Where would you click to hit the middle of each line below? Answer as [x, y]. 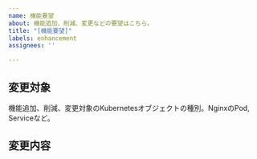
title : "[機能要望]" [40, 31]
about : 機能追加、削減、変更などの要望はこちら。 [81, 23]
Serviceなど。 [31, 118]
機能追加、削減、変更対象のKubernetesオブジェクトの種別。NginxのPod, [129, 108]
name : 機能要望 [31, 16]
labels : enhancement [43, 38]
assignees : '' [32, 46]
